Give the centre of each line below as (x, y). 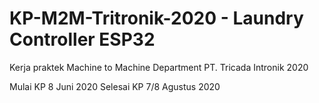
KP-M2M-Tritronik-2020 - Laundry (156, 18)
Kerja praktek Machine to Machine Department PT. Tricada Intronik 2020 (159, 67)
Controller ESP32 (82, 39)
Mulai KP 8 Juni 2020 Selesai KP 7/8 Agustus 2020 (115, 86)
